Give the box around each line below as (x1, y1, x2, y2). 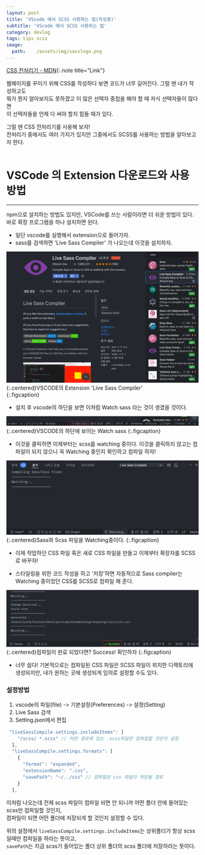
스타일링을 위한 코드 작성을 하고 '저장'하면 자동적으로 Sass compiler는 (15, 570, 183, 578)
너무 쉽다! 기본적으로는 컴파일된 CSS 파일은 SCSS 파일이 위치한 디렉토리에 (15, 662, 193, 669)
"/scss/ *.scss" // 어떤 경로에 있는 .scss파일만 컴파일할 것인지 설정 (17, 735, 179, 742)
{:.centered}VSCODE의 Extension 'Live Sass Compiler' (6, 384, 143, 392)
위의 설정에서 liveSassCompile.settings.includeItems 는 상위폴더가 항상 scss (6, 827, 196, 834)
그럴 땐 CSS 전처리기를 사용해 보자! (6, 123, 90, 131)
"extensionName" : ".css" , (22, 768, 88, 774)
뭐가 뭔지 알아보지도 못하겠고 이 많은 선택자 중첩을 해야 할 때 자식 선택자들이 (6, 95, 187, 102)
